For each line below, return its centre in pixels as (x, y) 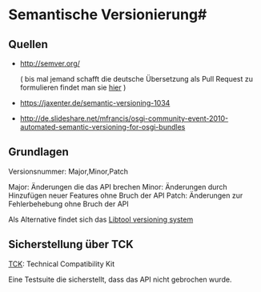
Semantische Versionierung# (108, 15)
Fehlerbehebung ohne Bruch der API (69, 204)
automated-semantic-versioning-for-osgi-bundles (102, 127)
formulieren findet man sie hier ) (73, 87)
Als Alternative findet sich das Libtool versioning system (101, 219)
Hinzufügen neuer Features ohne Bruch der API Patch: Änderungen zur (126, 195)
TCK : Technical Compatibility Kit (62, 264)
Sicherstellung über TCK (71, 244)
